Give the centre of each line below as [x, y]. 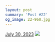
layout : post [19, 10]
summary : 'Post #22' [27, 15]
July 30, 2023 [19, 34]
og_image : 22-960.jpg [28, 19]
